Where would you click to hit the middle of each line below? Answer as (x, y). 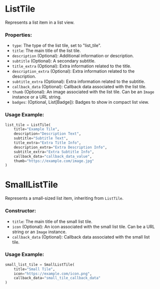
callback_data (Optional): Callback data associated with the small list (81, 237)
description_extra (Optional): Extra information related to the (73, 71)
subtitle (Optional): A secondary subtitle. (54, 61)
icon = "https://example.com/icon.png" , (53, 273)
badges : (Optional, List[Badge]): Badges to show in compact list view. (80, 102)
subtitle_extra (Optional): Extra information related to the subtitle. (79, 81)
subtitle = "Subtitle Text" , (41, 138)
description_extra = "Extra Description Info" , (61, 147)
